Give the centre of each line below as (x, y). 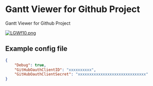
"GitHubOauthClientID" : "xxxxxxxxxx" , (55, 70)
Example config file (36, 49)
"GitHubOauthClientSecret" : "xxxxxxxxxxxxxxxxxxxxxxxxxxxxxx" (81, 74)
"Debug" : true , (30, 65)
